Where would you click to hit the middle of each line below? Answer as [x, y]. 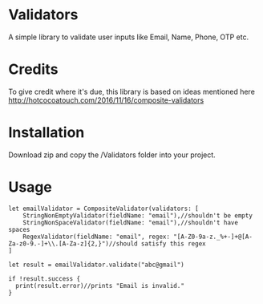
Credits [33, 69]
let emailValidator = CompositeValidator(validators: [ [103, 209]
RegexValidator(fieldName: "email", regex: [97, 237]
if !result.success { [45, 278]
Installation [47, 133]
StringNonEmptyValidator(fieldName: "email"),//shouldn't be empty [138, 215]
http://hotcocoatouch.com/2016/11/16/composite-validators [106, 100]
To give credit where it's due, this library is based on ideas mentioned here [131, 91]
